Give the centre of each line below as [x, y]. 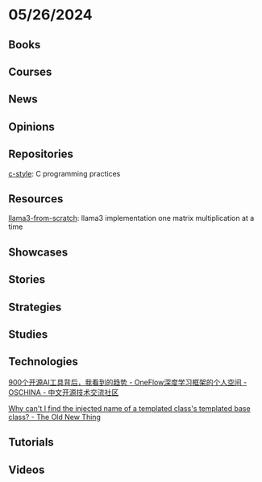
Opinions [31, 127]
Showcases [38, 252]
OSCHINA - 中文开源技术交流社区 [64, 392]
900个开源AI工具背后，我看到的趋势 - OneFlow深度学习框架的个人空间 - [128, 382]
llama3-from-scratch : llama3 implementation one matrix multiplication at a [131, 218]
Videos [27, 470]
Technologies [44, 361]
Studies [28, 334]
